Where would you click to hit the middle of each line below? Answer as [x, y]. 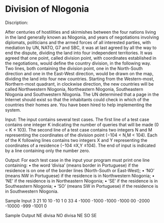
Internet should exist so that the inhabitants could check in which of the [77, 99]
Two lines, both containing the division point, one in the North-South [74, 68]
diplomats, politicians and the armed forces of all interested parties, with [78, 42]
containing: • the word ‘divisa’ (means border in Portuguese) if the [72, 165]
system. [13, 110]
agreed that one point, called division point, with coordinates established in [81, 58]
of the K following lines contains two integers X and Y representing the [76, 140]
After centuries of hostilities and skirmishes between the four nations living [81, 32]
